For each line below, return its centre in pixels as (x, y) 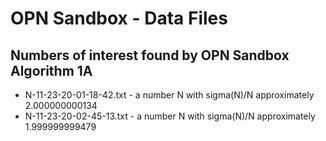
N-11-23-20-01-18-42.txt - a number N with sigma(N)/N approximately (169, 95)
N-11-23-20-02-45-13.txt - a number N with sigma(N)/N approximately (170, 116)
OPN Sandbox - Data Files (119, 18)
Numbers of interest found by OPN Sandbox (150, 55)
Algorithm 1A (51, 70)
